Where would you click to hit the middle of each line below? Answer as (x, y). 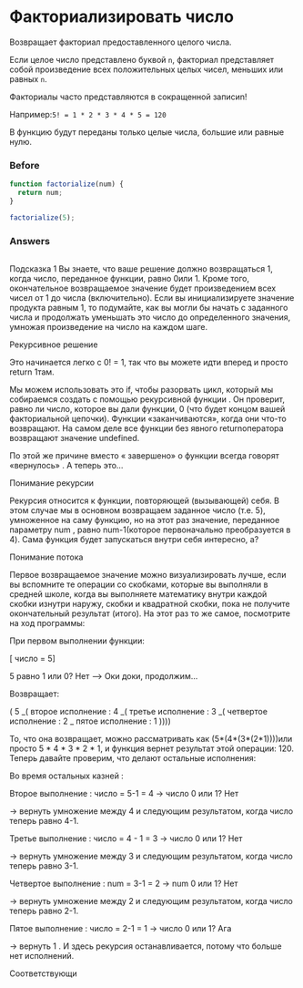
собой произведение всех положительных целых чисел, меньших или (146, 69)
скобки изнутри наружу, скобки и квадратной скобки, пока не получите (150, 604)
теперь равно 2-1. (44, 911)
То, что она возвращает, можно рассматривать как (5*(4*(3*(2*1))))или (151, 739)
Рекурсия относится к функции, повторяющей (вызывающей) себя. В (145, 501)
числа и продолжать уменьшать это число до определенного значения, (150, 317)
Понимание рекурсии (51, 483)
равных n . (28, 78)
